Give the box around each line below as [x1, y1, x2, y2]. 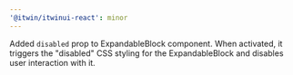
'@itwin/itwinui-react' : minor [9, 13, 128, 23]
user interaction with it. [9, 57, 96, 68]
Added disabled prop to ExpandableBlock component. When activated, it [9, 38, 283, 49]
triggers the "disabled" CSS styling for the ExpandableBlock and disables [9, 47, 284, 59]
